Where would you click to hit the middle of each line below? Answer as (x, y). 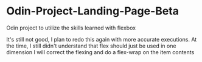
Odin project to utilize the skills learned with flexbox (71, 28)
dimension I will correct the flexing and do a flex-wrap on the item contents (100, 52)
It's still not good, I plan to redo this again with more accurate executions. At (102, 39)
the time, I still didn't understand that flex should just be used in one (91, 46)
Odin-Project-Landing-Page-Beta (93, 11)
